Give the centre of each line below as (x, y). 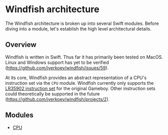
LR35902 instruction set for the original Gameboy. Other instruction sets (80, 88)
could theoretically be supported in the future (53, 94)
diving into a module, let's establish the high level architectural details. (78, 28)
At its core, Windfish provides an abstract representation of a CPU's (76, 78)
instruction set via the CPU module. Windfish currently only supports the (80, 83)
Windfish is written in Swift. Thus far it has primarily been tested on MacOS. (84, 57)
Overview (21, 45)
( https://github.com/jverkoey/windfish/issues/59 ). (57, 68)
